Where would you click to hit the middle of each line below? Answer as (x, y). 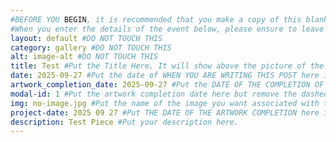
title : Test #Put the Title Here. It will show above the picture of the (167, 66)
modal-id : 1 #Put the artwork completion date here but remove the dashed (169, 94)
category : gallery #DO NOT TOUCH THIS (91, 47)
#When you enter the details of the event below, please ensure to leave (167, 29)
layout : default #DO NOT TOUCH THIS (86, 38)
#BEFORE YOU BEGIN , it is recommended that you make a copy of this (156, 19)
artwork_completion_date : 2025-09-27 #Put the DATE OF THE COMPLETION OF (167, 85)
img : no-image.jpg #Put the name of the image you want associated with (165, 103)
